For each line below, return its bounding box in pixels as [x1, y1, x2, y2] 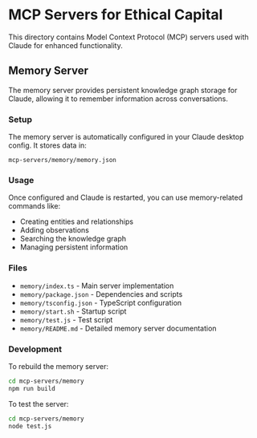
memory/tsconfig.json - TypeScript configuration [19, 298, 182, 307]
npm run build [8, 384, 56, 392]
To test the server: [8, 399, 69, 408]
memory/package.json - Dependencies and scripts [19, 289, 183, 298]
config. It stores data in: [8, 140, 87, 150]
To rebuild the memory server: [8, 361, 109, 371]
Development [8, 343, 63, 355]
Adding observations [19, 225, 90, 235]
